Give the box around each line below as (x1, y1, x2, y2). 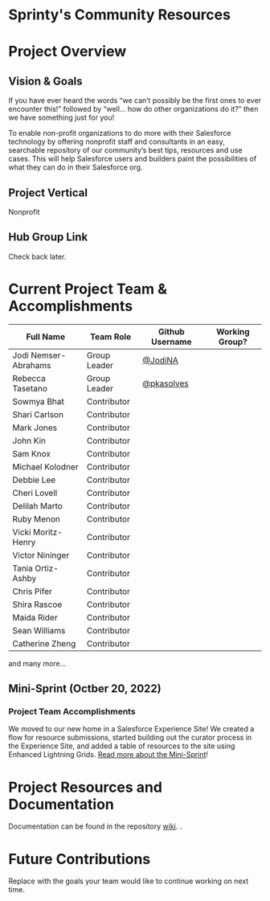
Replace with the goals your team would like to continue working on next (8, 876, 249, 886)
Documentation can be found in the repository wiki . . (8, 821, 182, 831)
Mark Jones (12, 422, 58, 433)
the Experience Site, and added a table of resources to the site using (8, 741, 235, 751)
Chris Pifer (12, 585, 52, 596)
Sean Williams (12, 625, 66, 636)
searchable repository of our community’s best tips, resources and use (8, 145, 243, 155)
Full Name (26, 331, 66, 342)
